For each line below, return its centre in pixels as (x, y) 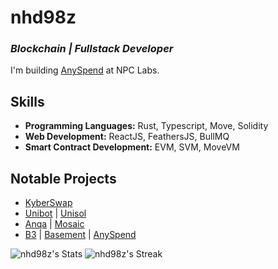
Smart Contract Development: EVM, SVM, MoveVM (132, 147)
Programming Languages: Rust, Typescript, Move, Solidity (146, 126)
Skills (27, 101)
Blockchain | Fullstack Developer (92, 49)
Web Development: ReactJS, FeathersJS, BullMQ (127, 137)
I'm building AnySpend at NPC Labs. (85, 70)
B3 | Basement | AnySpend (80, 235)
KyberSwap (48, 203)
